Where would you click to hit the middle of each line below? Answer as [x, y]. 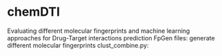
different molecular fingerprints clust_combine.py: [78, 45]
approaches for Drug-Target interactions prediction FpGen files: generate [111, 38]
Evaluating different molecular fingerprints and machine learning [99, 31]
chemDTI [34, 12]
